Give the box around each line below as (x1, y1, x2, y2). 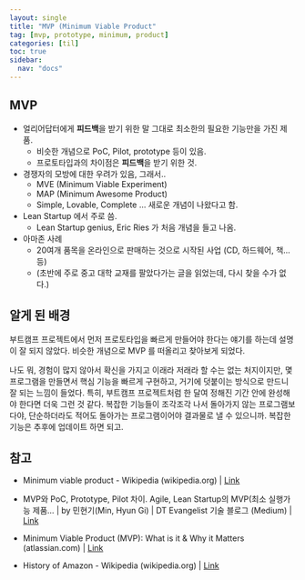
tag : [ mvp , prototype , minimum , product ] (9, 30, 169, 39)
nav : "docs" (17, 65, 64, 74)
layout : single (9, 13, 67, 23)
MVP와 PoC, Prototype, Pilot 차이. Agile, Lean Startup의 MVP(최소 (22, 494, 267, 505)
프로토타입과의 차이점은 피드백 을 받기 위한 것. (36, 156, 198, 168)
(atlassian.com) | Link (22, 543, 104, 554)
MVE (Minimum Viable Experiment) (36, 178, 168, 189)
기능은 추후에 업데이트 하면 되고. (9, 421, 125, 432)
